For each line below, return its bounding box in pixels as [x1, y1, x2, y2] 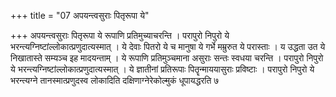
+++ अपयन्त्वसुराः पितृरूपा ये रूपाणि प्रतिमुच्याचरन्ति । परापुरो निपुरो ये [10, 30, 230, 41]
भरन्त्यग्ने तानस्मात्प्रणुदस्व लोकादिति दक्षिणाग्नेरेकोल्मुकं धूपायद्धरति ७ [10, 75, 220, 86]
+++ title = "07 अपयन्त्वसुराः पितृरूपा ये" [10, 10, 150, 21]
